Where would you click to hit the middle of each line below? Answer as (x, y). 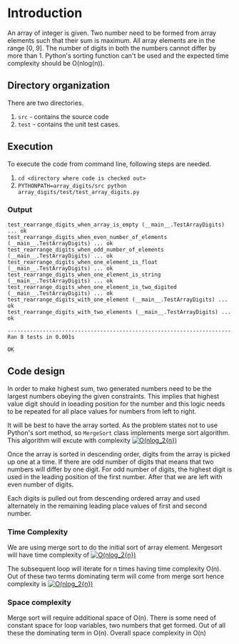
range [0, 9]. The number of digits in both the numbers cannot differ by (112, 48)
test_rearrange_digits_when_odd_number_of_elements (86, 250)
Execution (30, 147)
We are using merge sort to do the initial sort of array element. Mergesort (115, 547)
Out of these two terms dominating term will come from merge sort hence (116, 576)
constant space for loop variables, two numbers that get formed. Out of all (117, 625)
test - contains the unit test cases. (68, 124)
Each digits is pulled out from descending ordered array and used (104, 498)
